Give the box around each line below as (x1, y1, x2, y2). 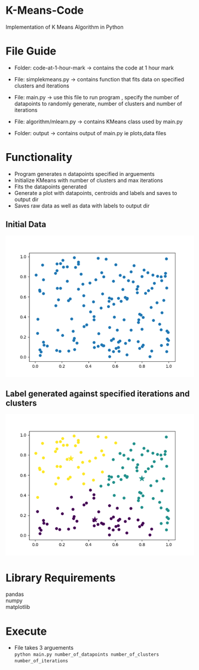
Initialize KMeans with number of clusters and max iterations (14, 176, 163, 184)
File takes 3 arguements (14, 644, 74, 651)
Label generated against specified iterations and (5, 389, 190, 399)
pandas (5, 590, 25, 598)
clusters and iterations (14, 82, 69, 89)
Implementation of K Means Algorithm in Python (5, 23, 124, 31)
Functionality (5, 151, 73, 165)
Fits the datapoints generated (14, 183, 87, 190)
